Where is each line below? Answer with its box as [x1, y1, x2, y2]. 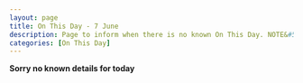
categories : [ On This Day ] [9, 38, 111, 48]
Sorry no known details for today [9, 63, 135, 74]
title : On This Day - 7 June [9, 22, 119, 31]
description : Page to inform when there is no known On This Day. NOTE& [9, 30, 289, 39]
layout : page [9, 13, 59, 23]
